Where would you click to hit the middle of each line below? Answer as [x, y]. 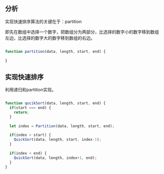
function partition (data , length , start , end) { [55, 51]
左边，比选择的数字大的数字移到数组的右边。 [50, 38]
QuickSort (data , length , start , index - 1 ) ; [58, 140]
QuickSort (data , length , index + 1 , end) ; [55, 158]
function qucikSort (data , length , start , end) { [55, 103]
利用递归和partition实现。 [31, 90]
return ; [21, 112]
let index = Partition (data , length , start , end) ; [62, 126]
